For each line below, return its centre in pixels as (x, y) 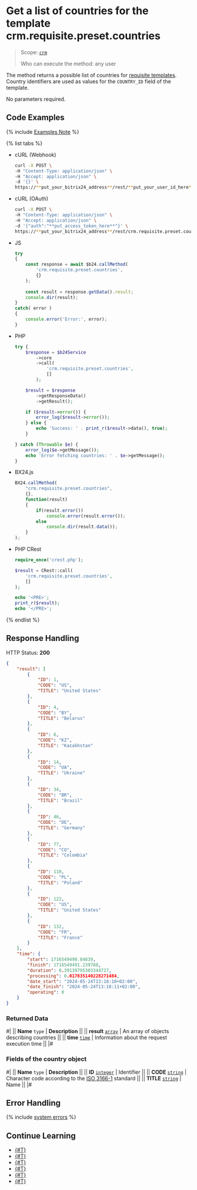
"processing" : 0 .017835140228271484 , (73, 976)
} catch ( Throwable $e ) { (46, 444)
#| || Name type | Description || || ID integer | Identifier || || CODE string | (96, 1072)
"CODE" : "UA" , (55, 768)
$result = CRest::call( (44, 570)
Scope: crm (34, 52)
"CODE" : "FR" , (55, 932)
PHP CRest (28, 549)
